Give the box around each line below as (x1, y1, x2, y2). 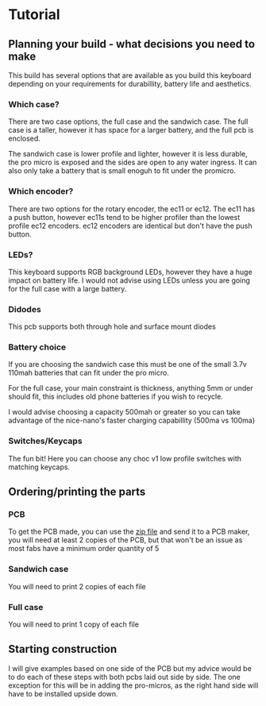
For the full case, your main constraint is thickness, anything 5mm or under (8, 384, 253, 393)
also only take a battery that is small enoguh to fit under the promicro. (8, 166, 237, 176)
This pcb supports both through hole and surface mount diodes (8, 322, 216, 331)
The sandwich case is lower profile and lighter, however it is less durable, (8, 149, 248, 159)
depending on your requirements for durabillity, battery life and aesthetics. (8, 79, 252, 88)
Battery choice (8, 341, 67, 353)
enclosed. (8, 133, 41, 144)
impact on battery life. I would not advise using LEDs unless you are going (8, 276, 250, 285)
